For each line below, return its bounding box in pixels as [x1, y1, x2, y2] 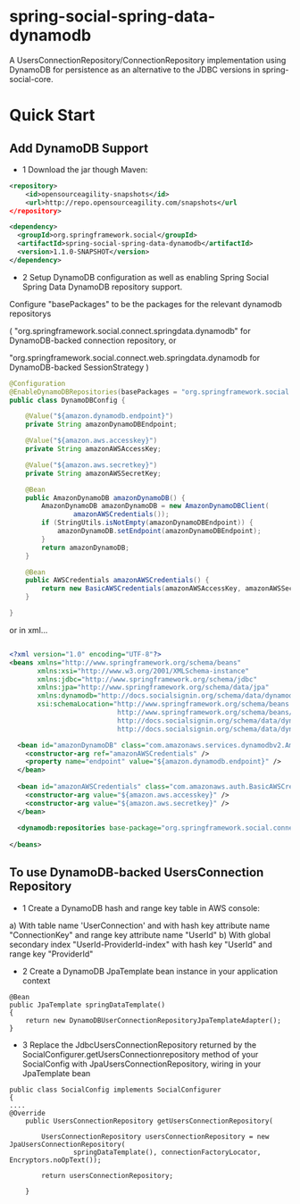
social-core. [9, 73, 54, 84]
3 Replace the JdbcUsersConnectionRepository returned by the [21, 1039, 257, 1050]
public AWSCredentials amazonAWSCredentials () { [25, 576, 210, 585]
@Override [9, 1108, 46, 1117]
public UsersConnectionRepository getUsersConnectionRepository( [25, 1116, 274, 1125]
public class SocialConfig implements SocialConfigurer [9, 1085, 221, 1094]
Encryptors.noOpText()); [9, 1155, 102, 1165]
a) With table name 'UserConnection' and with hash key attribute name [9, 920, 271, 931]
